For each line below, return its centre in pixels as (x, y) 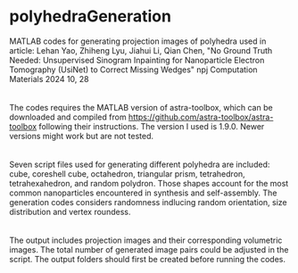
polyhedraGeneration (91, 17)
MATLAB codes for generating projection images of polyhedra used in (138, 41)
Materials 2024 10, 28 (49, 79)
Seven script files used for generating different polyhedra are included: (140, 164)
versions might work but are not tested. (82, 136)
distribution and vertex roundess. (70, 211)
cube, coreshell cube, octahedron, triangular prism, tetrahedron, (127, 174)
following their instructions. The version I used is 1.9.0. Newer (152, 126)
